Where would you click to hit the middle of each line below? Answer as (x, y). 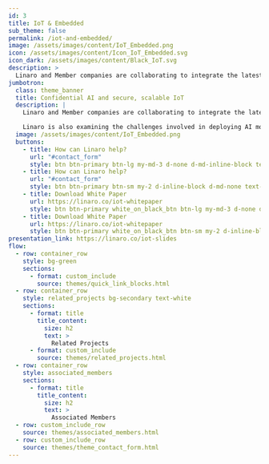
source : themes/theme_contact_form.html (91, 447)
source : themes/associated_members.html (91, 433)
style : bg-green (50, 261)
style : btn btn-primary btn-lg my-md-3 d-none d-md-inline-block (141, 164)
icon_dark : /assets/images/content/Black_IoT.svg (93, 61)
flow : (17, 246)
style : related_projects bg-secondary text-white (107, 299)
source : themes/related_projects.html (102, 358)
